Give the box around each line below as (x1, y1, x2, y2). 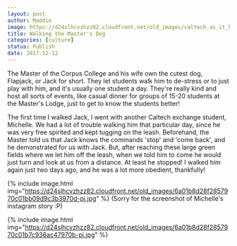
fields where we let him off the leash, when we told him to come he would (7, 150, 221, 159)
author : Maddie (7, 17, 52, 24)
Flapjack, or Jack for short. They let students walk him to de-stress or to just (7, 76, 229, 85)
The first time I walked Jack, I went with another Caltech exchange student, (7, 112, 227, 121)
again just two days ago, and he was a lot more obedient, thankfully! (7, 165, 206, 174)
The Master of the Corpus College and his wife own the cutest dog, (7, 69, 203, 78)
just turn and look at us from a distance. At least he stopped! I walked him (7, 158, 221, 166)
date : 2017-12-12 (7, 50, 59, 57)
